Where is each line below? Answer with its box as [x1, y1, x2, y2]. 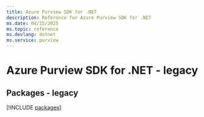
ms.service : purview [6, 37, 59, 43]
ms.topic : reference [6, 26, 59, 32]
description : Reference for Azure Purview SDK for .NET [6, 15, 151, 21]
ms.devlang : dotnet [6, 32, 56, 38]
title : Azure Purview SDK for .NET [6, 9, 97, 15]
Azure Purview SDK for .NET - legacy [6, 63, 199, 77]
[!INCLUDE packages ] [6, 104, 62, 111]
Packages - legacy [6, 88, 78, 98]
